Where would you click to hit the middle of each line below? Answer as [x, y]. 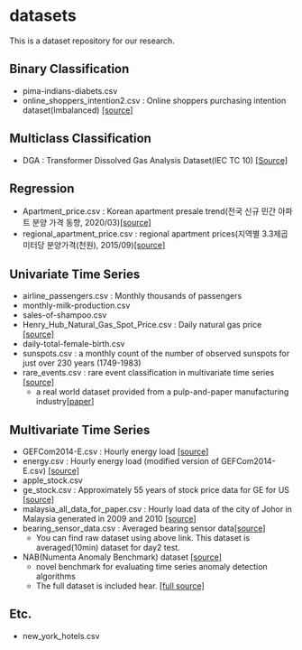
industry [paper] [65, 402]
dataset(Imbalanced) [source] [78, 110]
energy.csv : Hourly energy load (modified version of [120, 461]
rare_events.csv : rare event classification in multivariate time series [148, 373]
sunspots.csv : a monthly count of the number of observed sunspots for [156, 354]
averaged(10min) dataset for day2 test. [108, 548]
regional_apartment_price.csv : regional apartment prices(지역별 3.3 [148, 234]
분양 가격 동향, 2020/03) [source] [92, 223]
